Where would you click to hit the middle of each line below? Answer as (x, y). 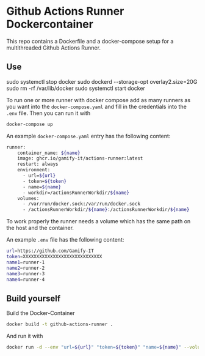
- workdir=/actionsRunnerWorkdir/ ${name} (76, 193)
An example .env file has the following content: (65, 240)
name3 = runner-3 (26, 273)
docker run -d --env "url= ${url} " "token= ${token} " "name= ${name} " (94, 347)
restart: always (38, 164)
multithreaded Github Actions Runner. (53, 48)
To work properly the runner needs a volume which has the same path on (99, 221)
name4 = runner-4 (26, 280)
